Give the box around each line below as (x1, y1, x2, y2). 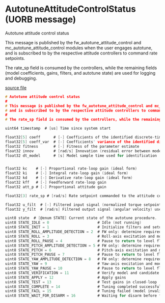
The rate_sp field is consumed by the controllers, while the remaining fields (5, 65, 157, 71)
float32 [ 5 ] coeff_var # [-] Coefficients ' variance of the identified (5, 139, 155, 144)
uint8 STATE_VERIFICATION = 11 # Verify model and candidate (5, 270, 160, 275)
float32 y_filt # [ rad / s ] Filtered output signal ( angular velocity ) (5, 207, 153, 212)
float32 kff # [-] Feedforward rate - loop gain (5, 180, 107, 185)
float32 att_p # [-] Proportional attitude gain (5, 184, 107, 190)
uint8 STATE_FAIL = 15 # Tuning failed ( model (5, 289, 146, 294)
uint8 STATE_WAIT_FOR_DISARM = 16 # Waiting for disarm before (5, 293, 157, 298)
